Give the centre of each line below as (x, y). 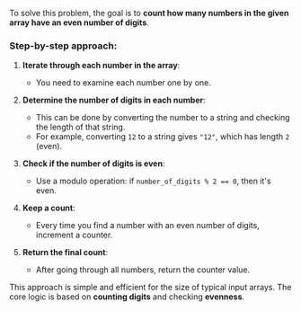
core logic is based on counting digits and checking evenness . (127, 297)
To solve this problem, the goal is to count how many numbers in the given (149, 13)
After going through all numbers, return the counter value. (143, 270)
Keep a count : (49, 208)
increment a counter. (74, 235)
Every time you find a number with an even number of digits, (148, 226)
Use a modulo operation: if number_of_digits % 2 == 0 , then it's (153, 181)
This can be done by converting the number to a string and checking (163, 118)
